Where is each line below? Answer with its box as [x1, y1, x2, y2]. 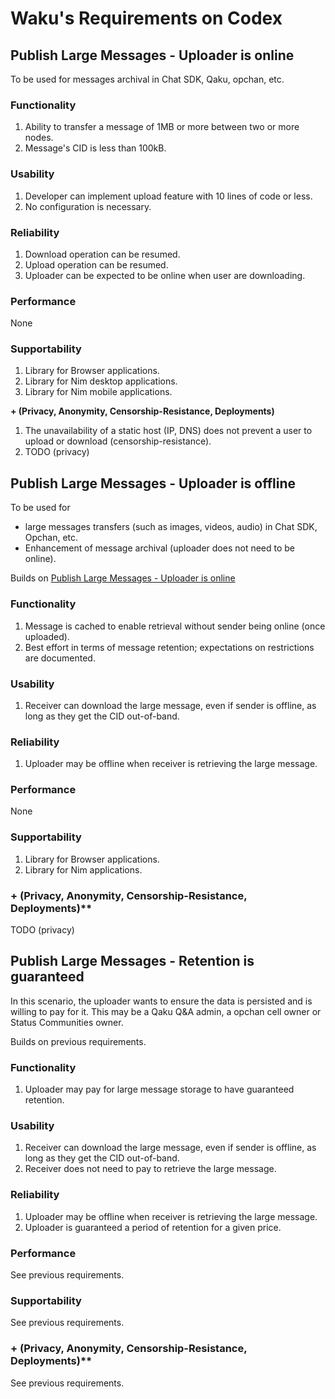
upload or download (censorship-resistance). [24, 435, 212, 447]
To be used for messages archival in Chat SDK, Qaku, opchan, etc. [10, 73, 285, 85]
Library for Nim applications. [24, 863, 143, 876]
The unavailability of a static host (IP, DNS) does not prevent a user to [24, 425, 313, 437]
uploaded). [24, 630, 70, 642]
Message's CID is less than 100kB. [24, 142, 167, 154]
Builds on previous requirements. [10, 1035, 147, 1047]
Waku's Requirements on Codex [10, 7, 283, 30]
